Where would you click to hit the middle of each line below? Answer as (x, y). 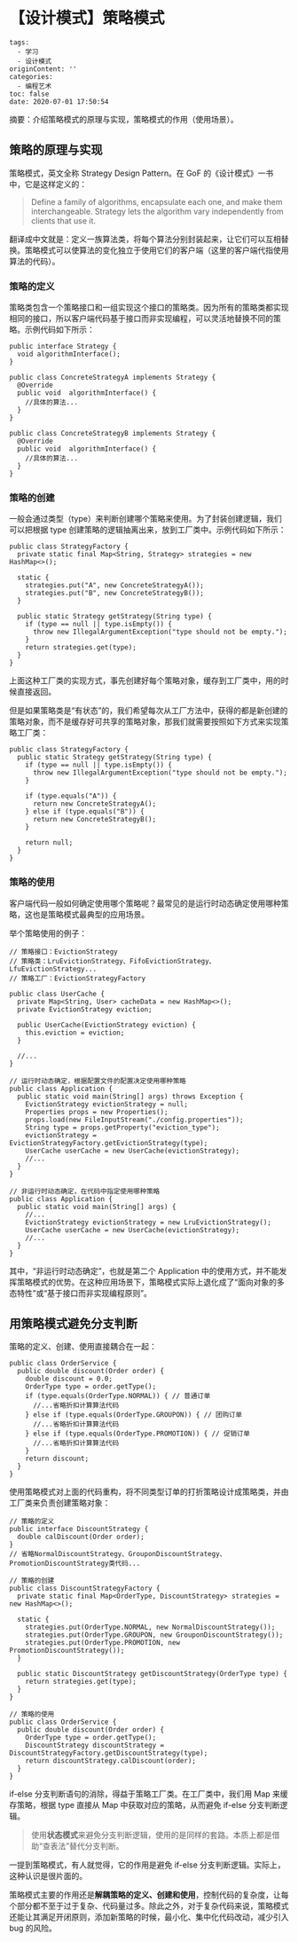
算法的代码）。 (35, 261)
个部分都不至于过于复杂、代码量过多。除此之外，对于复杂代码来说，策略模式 (149, 1906)
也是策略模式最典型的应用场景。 (90, 914)
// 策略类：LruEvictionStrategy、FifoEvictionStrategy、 (113, 961)
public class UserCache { (57, 994)
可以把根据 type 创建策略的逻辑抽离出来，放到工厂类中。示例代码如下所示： (148, 530)
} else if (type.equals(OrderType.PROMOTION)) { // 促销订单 (138, 1434)
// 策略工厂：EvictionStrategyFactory (78, 978)
